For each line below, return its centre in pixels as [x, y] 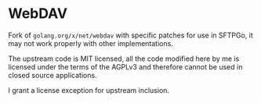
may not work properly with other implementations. [91, 43]
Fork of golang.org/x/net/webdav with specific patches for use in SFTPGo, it [130, 35]
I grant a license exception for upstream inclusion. [89, 90]
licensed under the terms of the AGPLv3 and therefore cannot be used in [125, 66]
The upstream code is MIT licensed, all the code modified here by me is [124, 59]
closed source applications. [53, 75]
